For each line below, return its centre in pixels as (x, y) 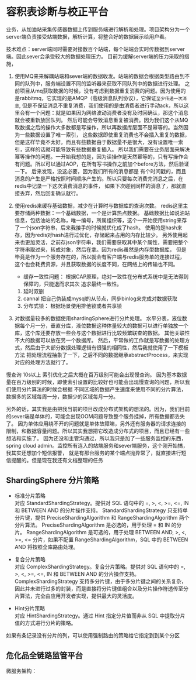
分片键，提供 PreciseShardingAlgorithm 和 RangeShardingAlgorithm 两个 (102, 517)
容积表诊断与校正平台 (57, 12)
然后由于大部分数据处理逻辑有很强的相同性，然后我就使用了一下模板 (106, 347)
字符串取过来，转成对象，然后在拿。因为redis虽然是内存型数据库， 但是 (100, 249)
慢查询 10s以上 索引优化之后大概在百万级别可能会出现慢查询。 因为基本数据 (97, 375)
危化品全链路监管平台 (44, 656)
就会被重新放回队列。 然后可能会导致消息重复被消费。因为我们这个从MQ (101, 120)
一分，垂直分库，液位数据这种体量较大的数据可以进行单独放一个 (111, 325)
